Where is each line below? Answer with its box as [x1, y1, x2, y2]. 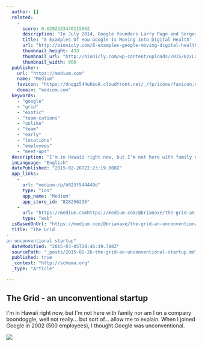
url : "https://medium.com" [17, 70, 85, 76]
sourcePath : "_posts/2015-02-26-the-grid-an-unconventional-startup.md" [11, 249, 198, 255]
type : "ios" [22, 187, 52, 193]
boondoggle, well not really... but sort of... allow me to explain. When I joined [6, 315, 195, 323]
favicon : [17, 82, 39, 88]
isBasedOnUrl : [11, 221, 47, 227]
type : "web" [22, 216, 52, 222]
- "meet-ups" [17, 148, 50, 154]
